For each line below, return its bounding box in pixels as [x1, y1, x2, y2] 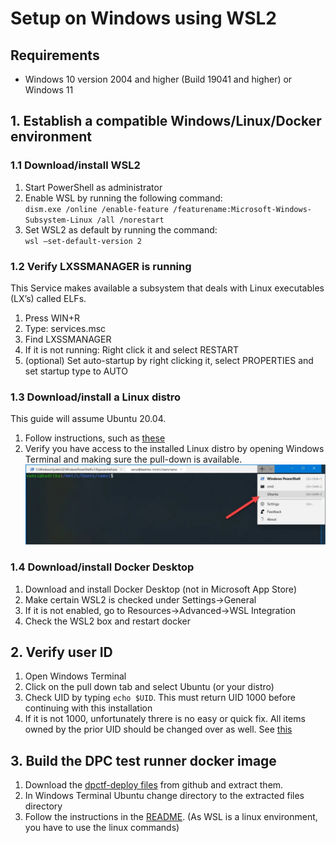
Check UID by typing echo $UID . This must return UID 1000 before [24, 692, 296, 704]
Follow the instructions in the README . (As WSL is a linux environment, [24, 811, 318, 823]
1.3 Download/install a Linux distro [10, 390, 182, 404]
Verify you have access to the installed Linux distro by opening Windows [24, 443, 325, 455]
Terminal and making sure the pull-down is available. [24, 453, 243, 466]
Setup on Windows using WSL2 [10, 7, 277, 30]
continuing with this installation [24, 702, 153, 714]
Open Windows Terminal [24, 670, 127, 682]
